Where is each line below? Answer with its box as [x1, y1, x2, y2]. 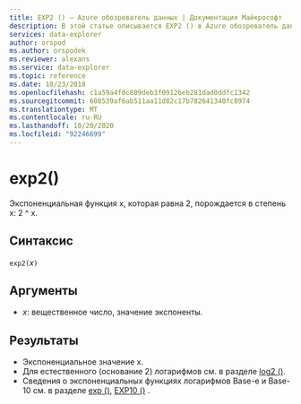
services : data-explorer [9, 30, 102, 39]
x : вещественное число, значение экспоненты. [21, 306, 203, 318]
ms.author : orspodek [9, 47, 87, 56]
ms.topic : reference [9, 72, 87, 81]
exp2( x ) [9, 257, 39, 268]
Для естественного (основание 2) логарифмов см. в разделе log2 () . [21, 366, 287, 377]
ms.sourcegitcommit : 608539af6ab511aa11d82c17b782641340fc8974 [9, 96, 251, 106]
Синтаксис [9, 234, 73, 249]
